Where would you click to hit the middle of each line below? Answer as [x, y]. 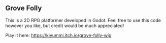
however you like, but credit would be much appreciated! [65, 25]
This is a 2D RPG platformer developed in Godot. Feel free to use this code [83, 20]
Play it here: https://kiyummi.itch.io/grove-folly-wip [58, 35]
